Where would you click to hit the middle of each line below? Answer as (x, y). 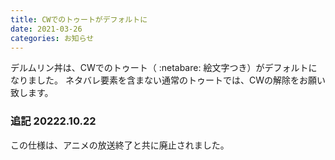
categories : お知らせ (52, 38)
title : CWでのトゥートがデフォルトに (79, 19)
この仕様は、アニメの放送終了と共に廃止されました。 (120, 145)
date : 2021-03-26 (46, 29)
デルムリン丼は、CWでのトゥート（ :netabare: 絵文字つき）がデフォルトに (164, 68)
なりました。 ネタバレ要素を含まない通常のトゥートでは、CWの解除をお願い (168, 80)
